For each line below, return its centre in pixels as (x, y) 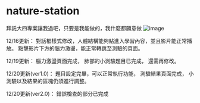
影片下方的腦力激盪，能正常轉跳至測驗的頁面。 (86, 48)
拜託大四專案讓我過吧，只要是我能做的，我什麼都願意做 (74, 28)
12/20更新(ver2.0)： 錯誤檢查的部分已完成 (57, 93)
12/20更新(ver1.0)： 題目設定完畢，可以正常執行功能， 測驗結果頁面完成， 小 (100, 73)
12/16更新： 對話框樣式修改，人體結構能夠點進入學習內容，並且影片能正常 (97, 40)
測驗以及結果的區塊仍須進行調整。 (48, 81)
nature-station (43, 11)
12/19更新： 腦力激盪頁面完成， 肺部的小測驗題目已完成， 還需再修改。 (93, 61)
